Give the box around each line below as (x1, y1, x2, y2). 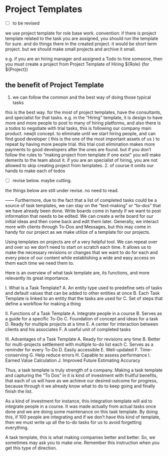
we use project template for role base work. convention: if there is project (5, 30, 156, 36)
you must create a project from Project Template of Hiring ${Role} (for (5, 61, 149, 67)
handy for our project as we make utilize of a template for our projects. (5, 229, 151, 235)
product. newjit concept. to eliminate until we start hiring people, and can (5, 130, 156, 136)
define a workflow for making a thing (5, 300, 81, 306)
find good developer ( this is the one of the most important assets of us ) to (5, 136, 160, 142)
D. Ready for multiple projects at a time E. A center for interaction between (5, 321, 158, 327)
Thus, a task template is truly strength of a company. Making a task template (5, 367, 163, 373)
